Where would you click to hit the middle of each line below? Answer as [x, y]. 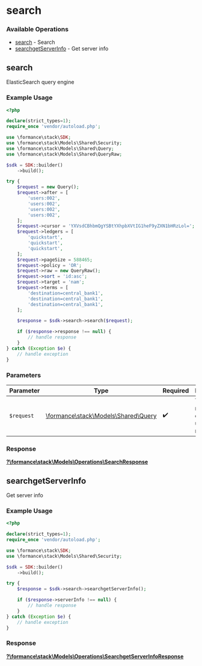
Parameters [23, 375]
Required [176, 390]
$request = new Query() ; [48, 187]
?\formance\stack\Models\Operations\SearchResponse [77, 462]
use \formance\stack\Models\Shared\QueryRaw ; [64, 154]
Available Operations [38, 29]
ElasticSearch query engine [40, 82]
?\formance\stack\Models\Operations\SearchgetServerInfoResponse [95, 656]
